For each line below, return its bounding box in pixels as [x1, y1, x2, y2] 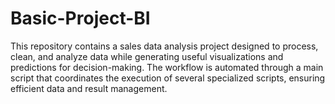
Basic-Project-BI [10, 7, 151, 30]
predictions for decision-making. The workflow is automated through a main [10, 61, 324, 73]
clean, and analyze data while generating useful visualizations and [10, 50, 284, 62]
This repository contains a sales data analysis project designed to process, [10, 40, 319, 52]
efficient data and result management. [10, 82, 168, 94]
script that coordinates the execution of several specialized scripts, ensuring [10, 72, 326, 84]
